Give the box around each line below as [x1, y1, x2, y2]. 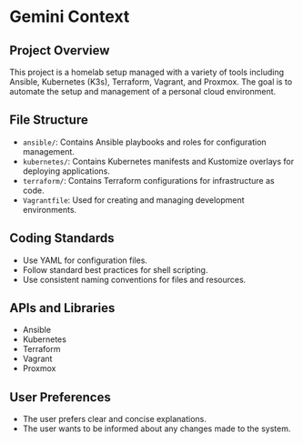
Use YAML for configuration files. [22, 255, 148, 266]
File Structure [9, 112, 88, 128]
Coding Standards [9, 230, 115, 247]
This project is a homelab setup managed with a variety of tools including [9, 66, 285, 77]
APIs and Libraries [9, 300, 116, 316]
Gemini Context [9, 6, 130, 27]
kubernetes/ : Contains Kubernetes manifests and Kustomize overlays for [22, 156, 295, 166]
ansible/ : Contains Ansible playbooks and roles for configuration [22, 136, 267, 147]
